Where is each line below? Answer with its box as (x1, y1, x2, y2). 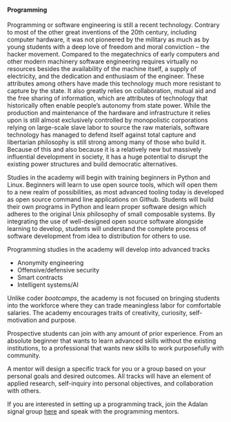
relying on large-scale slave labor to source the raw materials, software (7, 123, 210, 132)
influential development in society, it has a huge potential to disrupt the (7, 152, 209, 161)
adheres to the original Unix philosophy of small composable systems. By (7, 210, 216, 219)
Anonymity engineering (17, 259, 84, 267)
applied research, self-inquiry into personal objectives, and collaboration (7, 379, 214, 388)
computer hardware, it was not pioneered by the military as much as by (7, 35, 210, 44)
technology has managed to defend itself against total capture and (7, 131, 197, 139)
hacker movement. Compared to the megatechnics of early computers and (7, 50, 219, 59)
